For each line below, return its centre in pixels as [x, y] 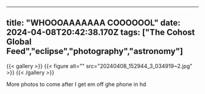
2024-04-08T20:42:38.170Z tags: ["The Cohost [101, 32]
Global [19, 42]
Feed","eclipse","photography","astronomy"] [95, 51]
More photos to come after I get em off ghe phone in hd [76, 84]
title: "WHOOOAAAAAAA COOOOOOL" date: [94, 23]
